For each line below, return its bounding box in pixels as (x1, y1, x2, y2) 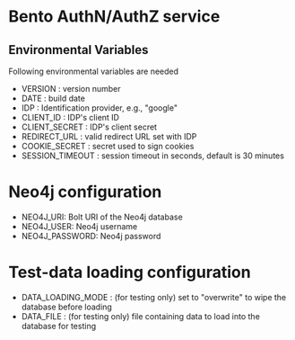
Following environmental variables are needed (8, 66, 179, 76)
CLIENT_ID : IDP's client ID (21, 112, 120, 122)
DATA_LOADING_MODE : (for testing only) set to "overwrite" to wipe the (21, 291, 287, 302)
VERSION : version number (21, 84, 122, 94)
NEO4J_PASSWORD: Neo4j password (21, 230, 161, 241)
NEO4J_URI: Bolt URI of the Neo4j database (21, 211, 183, 222)
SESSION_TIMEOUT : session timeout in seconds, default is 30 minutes (21, 150, 284, 161)
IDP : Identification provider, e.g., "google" (21, 103, 178, 113)
